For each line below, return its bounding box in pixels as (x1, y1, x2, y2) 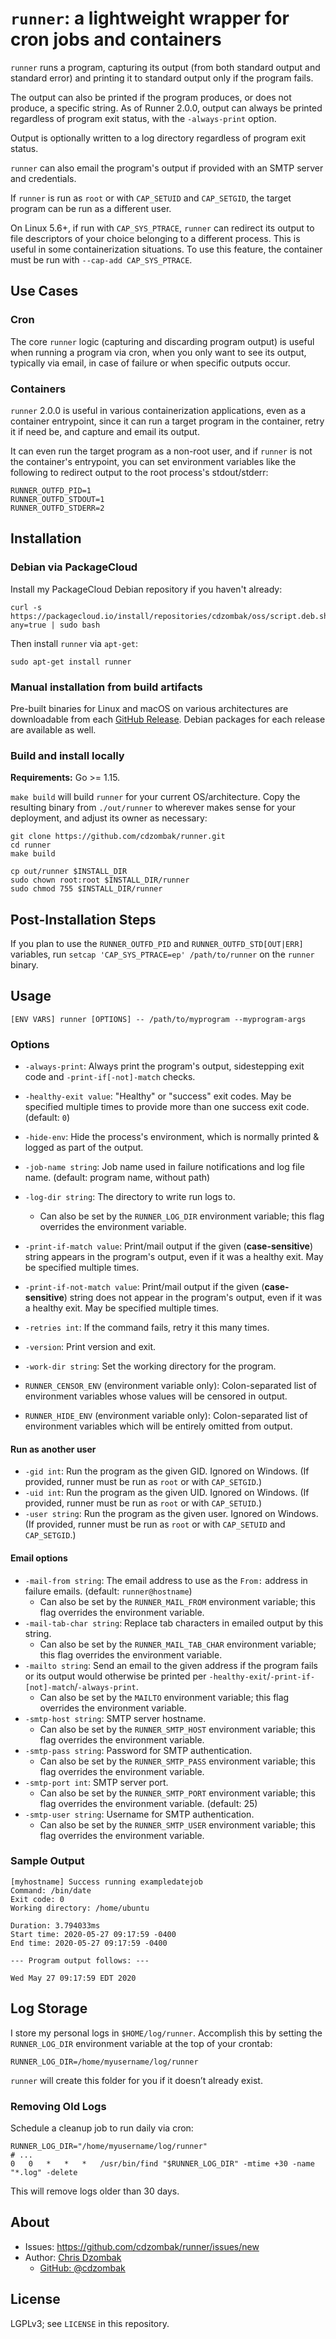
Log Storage (10, 2000, 88, 2017)
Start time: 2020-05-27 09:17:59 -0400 (10, 1929, 177, 1939)
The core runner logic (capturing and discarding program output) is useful (10, 335, 315, 347)
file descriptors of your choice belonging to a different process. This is (10, 232, 301, 244)
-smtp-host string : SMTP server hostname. (24, 1712, 207, 1724)
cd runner (10, 840, 52, 851)
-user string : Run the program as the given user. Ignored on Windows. (24, 1508, 319, 1520)
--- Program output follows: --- (10, 1955, 150, 1966)
